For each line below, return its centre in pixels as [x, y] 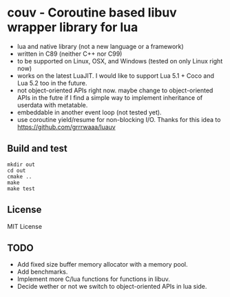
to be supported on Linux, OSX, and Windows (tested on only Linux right [120, 61]
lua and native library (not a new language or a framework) [100, 46]
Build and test [37, 148]
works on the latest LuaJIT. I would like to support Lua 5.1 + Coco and [116, 75]
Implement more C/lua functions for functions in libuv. [93, 279]
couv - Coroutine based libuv [92, 13]
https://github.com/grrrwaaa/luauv [66, 127]
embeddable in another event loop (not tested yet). [89, 112]
